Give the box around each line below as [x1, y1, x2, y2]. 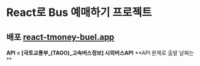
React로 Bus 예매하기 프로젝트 [6, 5, 152, 20]
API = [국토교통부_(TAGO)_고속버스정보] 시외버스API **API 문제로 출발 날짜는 [6, 50, 195, 56]
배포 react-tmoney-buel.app [6, 32, 115, 42]
